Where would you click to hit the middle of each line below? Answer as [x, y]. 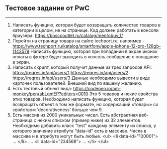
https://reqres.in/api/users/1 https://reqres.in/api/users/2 [70, 72]
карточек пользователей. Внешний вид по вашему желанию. [77, 83]
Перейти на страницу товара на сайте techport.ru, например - [79, 41]
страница [22, 120]
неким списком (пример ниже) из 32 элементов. [89, 120]
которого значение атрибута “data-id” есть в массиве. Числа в [79, 131]
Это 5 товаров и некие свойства [124, 94]
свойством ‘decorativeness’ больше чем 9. [58, 110]
